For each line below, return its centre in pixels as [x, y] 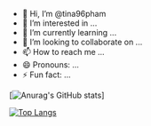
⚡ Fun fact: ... [46, 75]
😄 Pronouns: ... [51, 65]
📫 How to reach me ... [63, 52]
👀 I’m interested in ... [60, 23]
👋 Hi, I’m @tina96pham [64, 14]
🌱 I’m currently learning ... [69, 32]
